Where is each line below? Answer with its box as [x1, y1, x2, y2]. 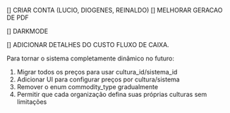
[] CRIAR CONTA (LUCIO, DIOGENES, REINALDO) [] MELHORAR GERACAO [6, 6, 223, 14]
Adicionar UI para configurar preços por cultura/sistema [16, 75, 181, 84]
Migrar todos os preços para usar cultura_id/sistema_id [16, 68, 178, 76]
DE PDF [6, 13, 29, 22]
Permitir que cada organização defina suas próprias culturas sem [16, 91, 207, 98]
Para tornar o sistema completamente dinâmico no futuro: [6, 54, 174, 62]
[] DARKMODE [6, 27, 49, 35]
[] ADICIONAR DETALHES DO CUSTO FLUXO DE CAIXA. [6, 41, 170, 48]
